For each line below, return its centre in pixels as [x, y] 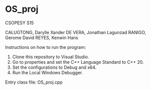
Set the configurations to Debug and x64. [54, 67]
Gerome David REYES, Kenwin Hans [42, 38]
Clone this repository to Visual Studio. [51, 57]
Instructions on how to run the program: [46, 47]
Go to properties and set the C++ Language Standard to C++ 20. [78, 62]
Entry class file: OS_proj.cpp [34, 82]
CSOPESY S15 [19, 23]
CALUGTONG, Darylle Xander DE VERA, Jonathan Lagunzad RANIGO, [76, 32]
